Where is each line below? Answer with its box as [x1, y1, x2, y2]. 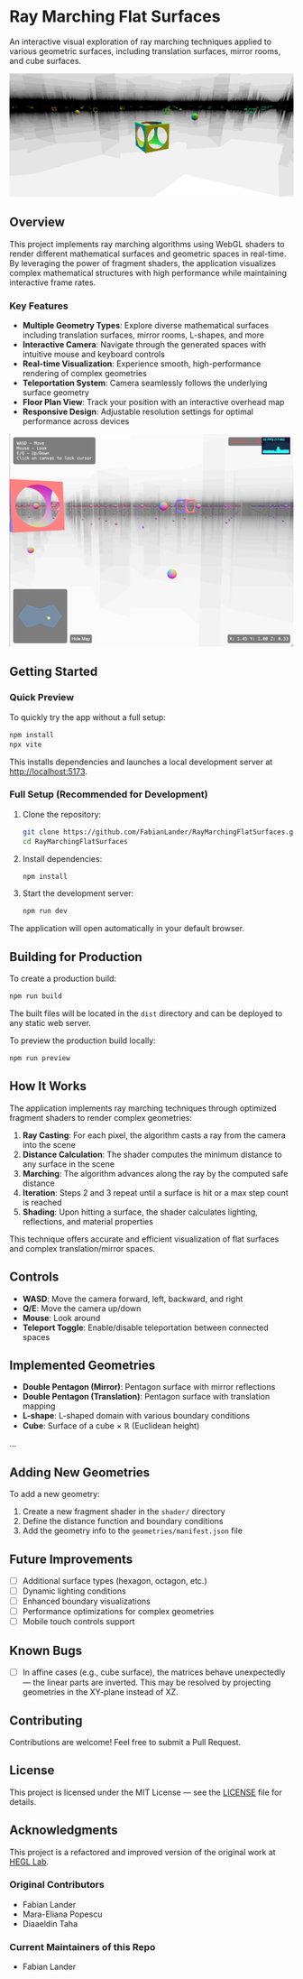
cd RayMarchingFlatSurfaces [22, 837, 128, 846]
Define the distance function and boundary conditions [22, 1516, 224, 1527]
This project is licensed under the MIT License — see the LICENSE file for [9, 1787, 282, 1798]
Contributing [9, 1713, 83, 1728]
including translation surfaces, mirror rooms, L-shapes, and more [22, 329, 264, 340]
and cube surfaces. [9, 55, 82, 66]
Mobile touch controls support [22, 1616, 135, 1627]
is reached [22, 1197, 62, 1207]
